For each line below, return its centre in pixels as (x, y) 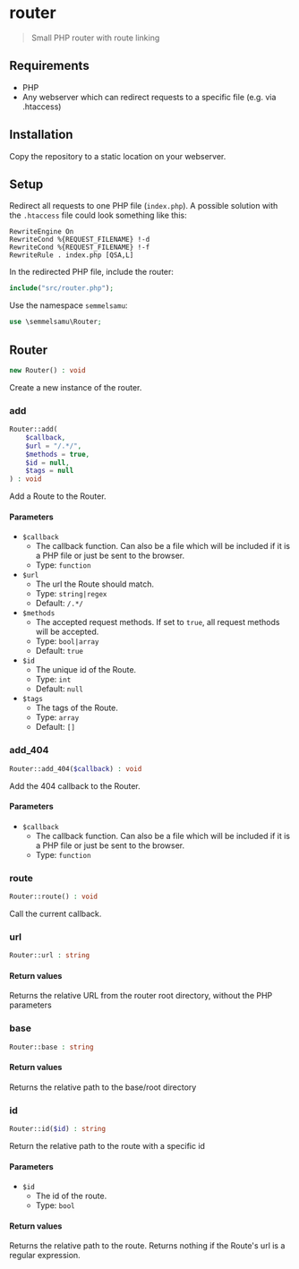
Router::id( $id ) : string (57, 1129)
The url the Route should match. (95, 584)
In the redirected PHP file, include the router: (92, 272)
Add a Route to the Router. (58, 496)
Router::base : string (51, 1047)
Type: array (57, 717)
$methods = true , (58, 454)
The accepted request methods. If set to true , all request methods (158, 622)
